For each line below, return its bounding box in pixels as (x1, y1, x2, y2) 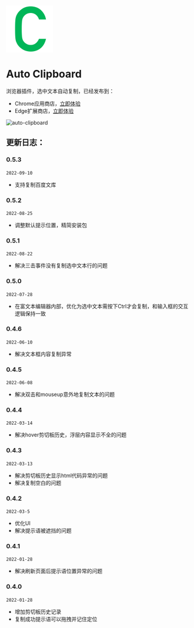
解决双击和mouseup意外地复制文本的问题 (14, 391, 115, 398)
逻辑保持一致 (14, 310, 46, 317)
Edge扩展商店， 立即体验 (14, 107, 74, 114)
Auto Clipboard (6, 68, 82, 81)
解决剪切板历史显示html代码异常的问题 (14, 472, 108, 479)
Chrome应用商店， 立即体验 (14, 100, 81, 107)
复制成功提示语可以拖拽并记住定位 (14, 615, 98, 622)
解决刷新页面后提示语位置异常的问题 (14, 567, 103, 575)
